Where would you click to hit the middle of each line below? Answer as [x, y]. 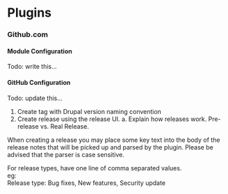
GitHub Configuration [39, 82]
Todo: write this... [32, 67]
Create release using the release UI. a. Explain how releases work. [112, 119]
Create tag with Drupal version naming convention [89, 111]
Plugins [30, 13]
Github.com [28, 35]
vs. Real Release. [65, 126]
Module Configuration [40, 51]
